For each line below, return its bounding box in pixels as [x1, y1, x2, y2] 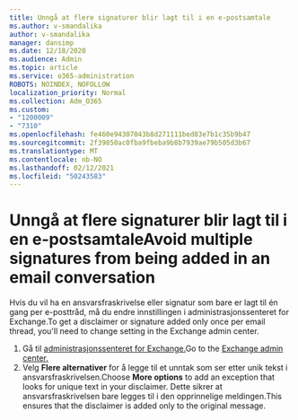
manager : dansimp [9, 38, 74, 48]
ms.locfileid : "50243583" [9, 171, 106, 180]
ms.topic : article [9, 64, 78, 73]
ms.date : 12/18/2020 [9, 47, 87, 56]
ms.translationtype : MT [9, 146, 99, 155]
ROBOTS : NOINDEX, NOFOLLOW [9, 80, 110, 89]
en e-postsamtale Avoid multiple [9, 230, 253, 249]
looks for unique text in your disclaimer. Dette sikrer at [22, 381, 223, 392]
